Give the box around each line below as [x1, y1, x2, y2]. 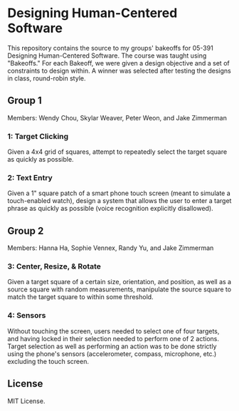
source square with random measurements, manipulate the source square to [7, 285, 232, 293]
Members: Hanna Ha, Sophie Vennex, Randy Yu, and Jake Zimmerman [7, 244, 214, 252]
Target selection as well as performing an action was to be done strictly [7, 342, 217, 350]
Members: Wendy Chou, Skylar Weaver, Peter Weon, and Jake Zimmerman [7, 113, 228, 122]
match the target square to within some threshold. [7, 293, 154, 301]
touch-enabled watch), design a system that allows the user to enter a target [7, 197, 232, 205]
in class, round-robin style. [7, 73, 86, 83]
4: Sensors [7, 311, 46, 321]
